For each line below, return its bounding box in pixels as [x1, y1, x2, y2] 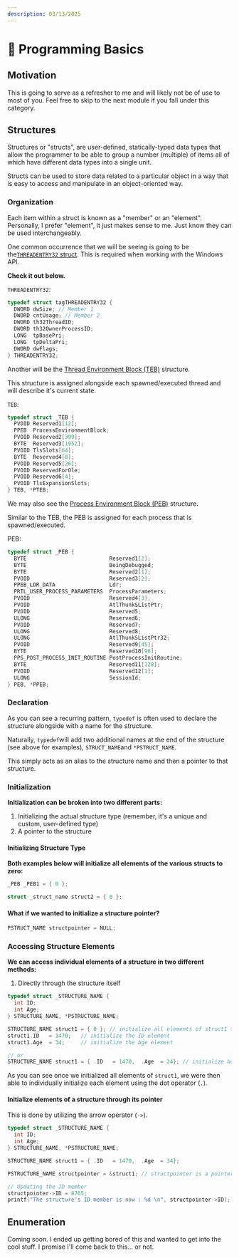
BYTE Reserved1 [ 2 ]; [14, 555, 152, 562]
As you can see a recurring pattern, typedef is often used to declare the [7, 714, 217, 722]
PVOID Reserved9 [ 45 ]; [14, 641, 154, 648]
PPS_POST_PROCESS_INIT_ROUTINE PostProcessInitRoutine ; [14, 655, 183, 662]
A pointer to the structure [17, 827, 92, 836]
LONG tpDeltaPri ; [14, 338, 69, 345]
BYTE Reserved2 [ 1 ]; [14, 568, 152, 576]
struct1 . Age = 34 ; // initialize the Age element [7, 1039, 174, 1046]
